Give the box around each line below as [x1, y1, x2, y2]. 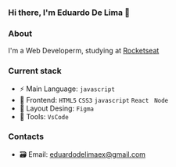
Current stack [8, 66, 62, 77]
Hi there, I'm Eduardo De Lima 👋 [8, 7, 131, 18]
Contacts [8, 131, 45, 142]
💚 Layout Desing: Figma [19, 103, 94, 113]
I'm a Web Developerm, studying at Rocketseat [8, 46, 160, 56]
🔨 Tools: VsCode [19, 111, 69, 121]
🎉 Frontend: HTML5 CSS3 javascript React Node [19, 95, 169, 104]
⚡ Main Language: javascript [19, 84, 116, 93]
